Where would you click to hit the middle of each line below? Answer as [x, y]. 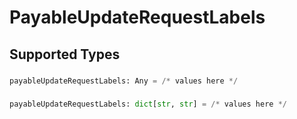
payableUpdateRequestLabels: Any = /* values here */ [124, 81]
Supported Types [65, 54]
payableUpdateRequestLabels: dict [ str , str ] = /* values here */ [148, 104]
